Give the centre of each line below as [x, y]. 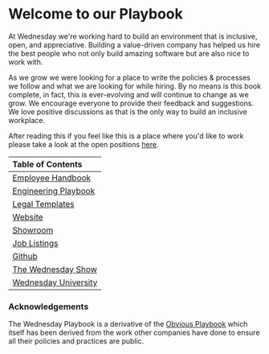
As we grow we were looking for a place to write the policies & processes [130, 77]
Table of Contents [47, 164]
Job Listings [35, 243]
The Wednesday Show [55, 269]
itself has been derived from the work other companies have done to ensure [134, 333]
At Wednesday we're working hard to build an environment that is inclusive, [133, 36]
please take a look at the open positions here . [84, 144]
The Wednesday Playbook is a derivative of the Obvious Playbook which [128, 324]
